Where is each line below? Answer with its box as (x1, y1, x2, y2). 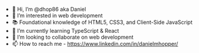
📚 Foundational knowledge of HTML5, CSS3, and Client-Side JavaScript (11, 18, 193, 26)
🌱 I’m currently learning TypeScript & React (11, 27, 119, 34)
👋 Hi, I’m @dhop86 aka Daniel (11, 6, 86, 13)
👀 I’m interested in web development (11, 12, 103, 19)
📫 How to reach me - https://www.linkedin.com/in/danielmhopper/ (11, 40, 178, 47)
